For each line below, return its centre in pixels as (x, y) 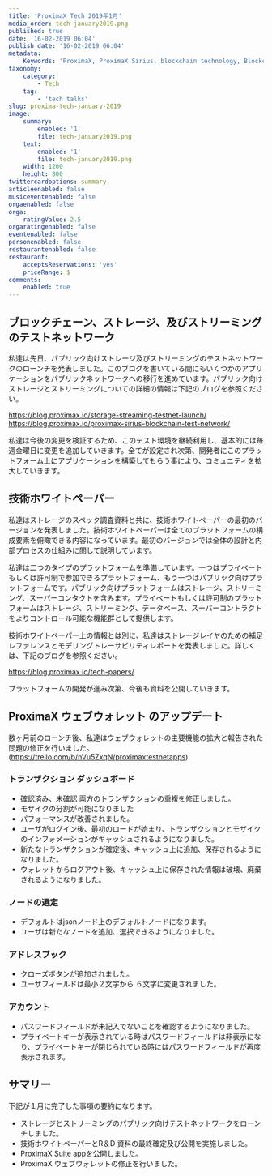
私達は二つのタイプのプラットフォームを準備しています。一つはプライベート (136, 567)
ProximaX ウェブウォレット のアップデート (116, 717)
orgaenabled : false (41, 204)
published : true (36, 31)
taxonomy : (25, 69)
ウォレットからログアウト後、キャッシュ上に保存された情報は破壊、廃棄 (140, 869)
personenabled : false (45, 242)
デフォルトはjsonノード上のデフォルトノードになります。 (115, 922)
